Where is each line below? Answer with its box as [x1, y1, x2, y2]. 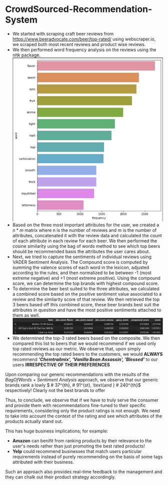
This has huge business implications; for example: [5, 428, 108, 434]
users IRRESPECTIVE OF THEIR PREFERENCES [12, 362, 110, 368]
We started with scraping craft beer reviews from [12, 31, 114, 37]
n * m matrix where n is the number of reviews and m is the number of [12, 227, 157, 233]
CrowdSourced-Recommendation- [5, 4, 152, 15]
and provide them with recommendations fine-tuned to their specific [5, 402, 146, 408]
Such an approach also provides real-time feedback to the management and [5, 469, 162, 475]
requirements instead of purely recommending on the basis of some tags [12, 454, 163, 460]
